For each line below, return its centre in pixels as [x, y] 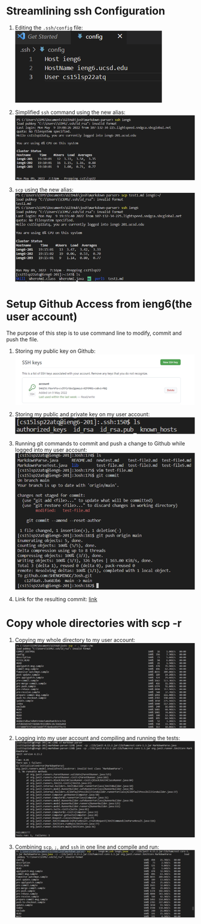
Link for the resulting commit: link [56, 599]
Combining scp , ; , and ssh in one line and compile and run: [87, 847]
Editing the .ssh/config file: [49, 28]
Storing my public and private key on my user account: [82, 414]
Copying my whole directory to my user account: [75, 640]
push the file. [22, 340]
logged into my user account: [51, 450]
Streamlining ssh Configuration [86, 11]
